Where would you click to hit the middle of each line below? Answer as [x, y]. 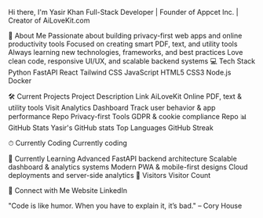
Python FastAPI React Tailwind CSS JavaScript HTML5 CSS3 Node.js [120, 72]
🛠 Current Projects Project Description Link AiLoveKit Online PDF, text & [125, 96]
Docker [20, 81]
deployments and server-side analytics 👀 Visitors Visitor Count [110, 175]
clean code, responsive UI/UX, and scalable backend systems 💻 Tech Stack [132, 61]
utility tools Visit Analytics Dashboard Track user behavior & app [112, 107]
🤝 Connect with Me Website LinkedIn [68, 191]
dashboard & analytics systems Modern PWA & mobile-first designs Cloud [128, 167]
